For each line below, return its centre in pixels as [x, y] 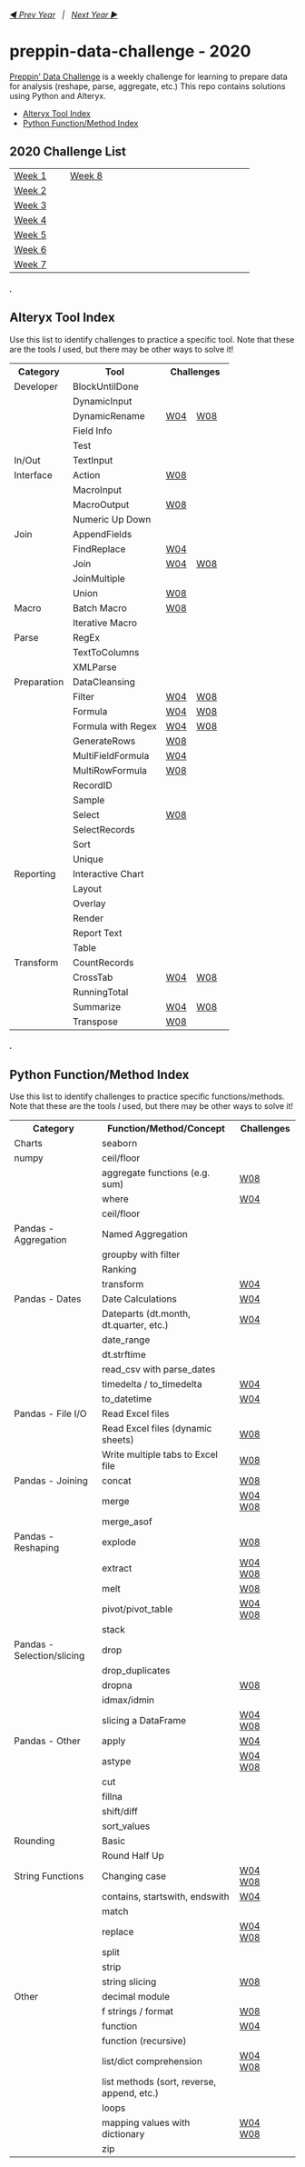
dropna [117, 1685]
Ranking [119, 1270]
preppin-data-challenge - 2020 [130, 51]
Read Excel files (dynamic [157, 1429]
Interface [33, 474]
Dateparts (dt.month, [146, 1313]
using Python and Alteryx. [58, 95]
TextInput [93, 460]
